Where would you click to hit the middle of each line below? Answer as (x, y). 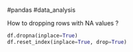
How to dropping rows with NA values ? (63, 23)
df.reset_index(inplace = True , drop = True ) (67, 42)
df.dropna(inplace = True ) (43, 36)
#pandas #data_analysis (41, 10)
